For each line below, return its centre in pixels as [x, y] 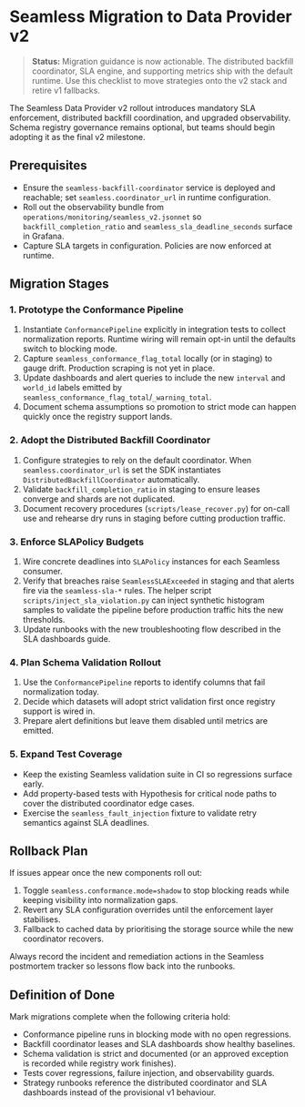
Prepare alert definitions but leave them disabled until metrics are [145, 721]
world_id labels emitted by [72, 388]
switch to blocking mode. [70, 349]
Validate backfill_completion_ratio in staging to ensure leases [142, 489]
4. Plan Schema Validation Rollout [86, 662]
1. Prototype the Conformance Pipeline [97, 310]
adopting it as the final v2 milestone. [77, 137]
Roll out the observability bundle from [93, 207]
